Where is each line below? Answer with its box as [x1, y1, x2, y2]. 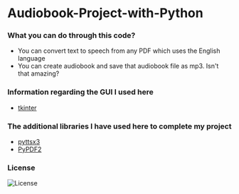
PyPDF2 [17, 145, 42, 154]
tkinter [17, 103, 37, 112]
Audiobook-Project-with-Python [7, 5, 204, 21]
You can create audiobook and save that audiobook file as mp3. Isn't [17, 62, 219, 71]
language [17, 54, 46, 63]
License [7, 163, 36, 173]
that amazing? [17, 69, 60, 78]
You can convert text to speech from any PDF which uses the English [17, 46, 221, 55]
